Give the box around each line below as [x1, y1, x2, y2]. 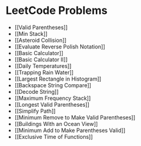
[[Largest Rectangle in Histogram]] [14, 75, 101, 82]
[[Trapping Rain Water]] [14, 68, 74, 76]
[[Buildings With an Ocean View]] [14, 120, 98, 127]
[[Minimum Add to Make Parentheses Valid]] [14, 127, 126, 134]
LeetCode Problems [5, 4, 108, 18]
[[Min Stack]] [14, 30, 48, 37]
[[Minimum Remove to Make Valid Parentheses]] [14, 113, 136, 121]
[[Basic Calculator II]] [14, 56, 68, 63]
